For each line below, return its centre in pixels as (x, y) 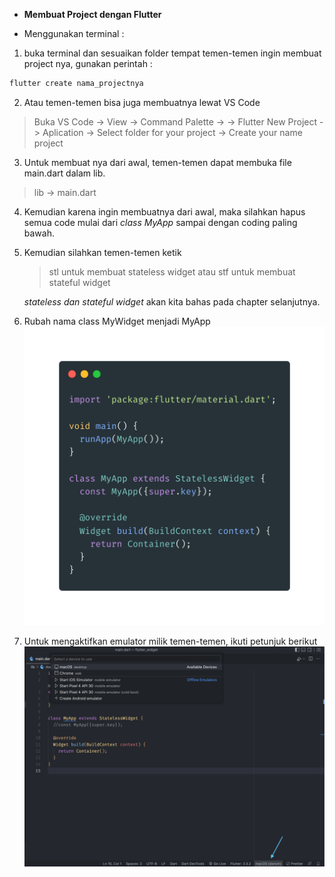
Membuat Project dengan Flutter (92, 14)
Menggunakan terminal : (74, 33)
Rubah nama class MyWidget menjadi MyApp (117, 321)
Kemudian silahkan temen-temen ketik (102, 252)
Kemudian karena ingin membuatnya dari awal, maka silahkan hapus (164, 211)
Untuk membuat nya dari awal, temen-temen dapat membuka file (157, 162)
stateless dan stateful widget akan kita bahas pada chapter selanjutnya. (172, 301)
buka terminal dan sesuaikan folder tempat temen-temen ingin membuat (172, 53)
